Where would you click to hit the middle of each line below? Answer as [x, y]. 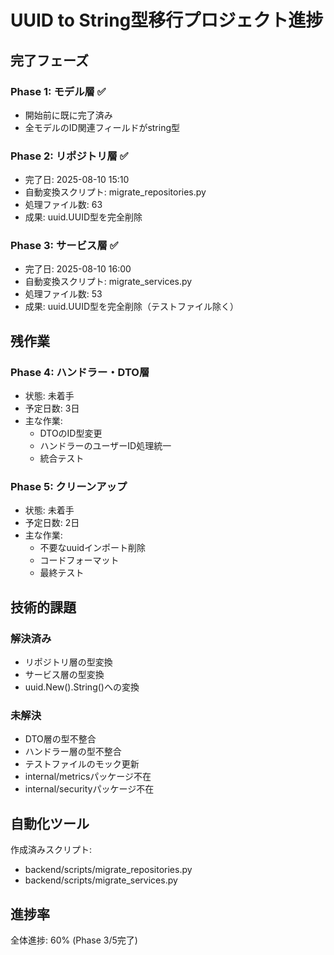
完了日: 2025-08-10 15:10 [77, 180]
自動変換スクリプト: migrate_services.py [108, 282]
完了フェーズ [49, 60]
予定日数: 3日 [52, 408]
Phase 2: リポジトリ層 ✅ [69, 156]
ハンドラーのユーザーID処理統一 [105, 446]
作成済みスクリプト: [51, 850]
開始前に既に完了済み [68, 115]
